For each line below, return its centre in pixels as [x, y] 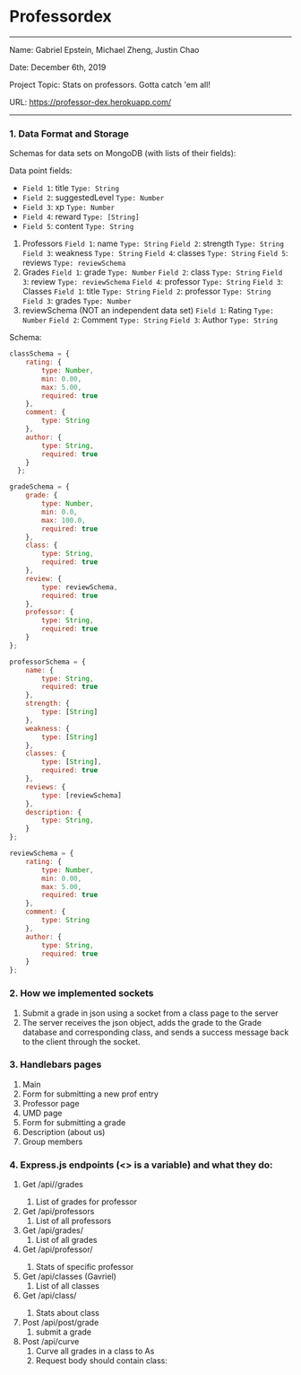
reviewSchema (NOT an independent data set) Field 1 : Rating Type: [148, 311]
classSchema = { [39, 354]
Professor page [51, 1103]
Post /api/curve [51, 1342]
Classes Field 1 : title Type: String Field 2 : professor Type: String [146, 291]
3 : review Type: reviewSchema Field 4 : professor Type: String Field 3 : [153, 282]
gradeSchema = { [39, 487]
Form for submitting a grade [74, 1122]
